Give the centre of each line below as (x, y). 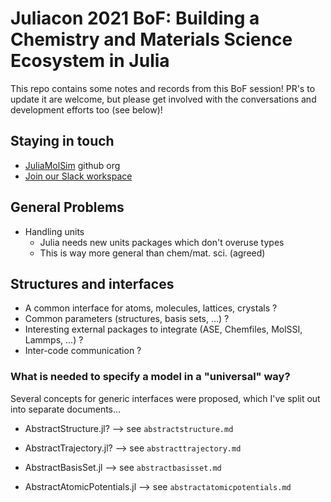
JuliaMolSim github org (72, 165)
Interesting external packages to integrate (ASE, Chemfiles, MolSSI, (163, 329)
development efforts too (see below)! (86, 109)
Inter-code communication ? (83, 351)
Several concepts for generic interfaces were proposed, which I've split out (165, 398)
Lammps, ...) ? (54, 340)
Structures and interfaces (92, 283)
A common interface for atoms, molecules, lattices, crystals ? (151, 308)
